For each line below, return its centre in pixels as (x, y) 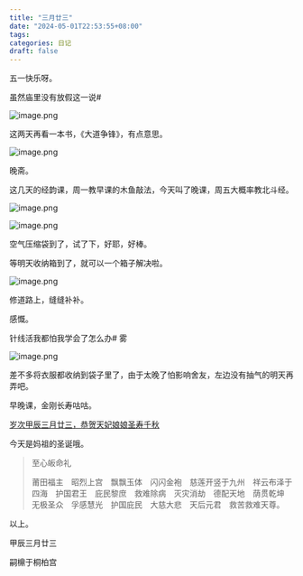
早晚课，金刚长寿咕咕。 (53, 405)
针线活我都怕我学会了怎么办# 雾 (69, 339)
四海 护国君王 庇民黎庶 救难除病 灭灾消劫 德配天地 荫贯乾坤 (158, 494)
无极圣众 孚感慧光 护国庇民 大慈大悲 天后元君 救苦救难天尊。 (158, 505)
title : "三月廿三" (41, 18)
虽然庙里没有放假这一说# (55, 98)
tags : (19, 34)
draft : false (34, 51)
